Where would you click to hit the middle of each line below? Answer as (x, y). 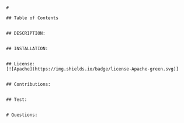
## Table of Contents (32, 18)
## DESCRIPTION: (26, 33)
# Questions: (22, 115)
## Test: (17, 100)
